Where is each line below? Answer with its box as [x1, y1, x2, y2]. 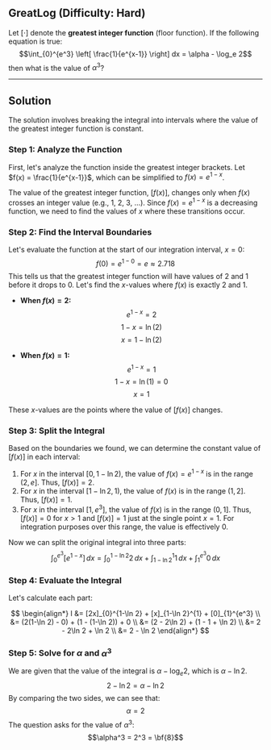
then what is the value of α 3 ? [8, 61, 105, 73]
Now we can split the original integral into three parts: [8, 537, 187, 547]
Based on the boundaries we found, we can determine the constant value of [8, 444, 261, 453]
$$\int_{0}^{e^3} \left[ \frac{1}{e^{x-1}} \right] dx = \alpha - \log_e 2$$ [19, 48, 252, 59]
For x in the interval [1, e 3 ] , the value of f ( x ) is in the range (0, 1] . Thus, [19, 503, 252, 515]
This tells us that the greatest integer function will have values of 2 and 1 [8, 271, 248, 281]
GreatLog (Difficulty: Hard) [8, 6, 146, 20]
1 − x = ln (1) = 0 [115, 377, 169, 386]
